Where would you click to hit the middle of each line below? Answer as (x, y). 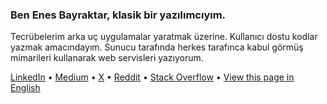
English (25, 88)
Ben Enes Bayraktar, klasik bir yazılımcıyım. (118, 15)
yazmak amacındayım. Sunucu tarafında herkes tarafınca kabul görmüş (157, 47)
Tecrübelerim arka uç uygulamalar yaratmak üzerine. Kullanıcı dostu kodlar (164, 37)
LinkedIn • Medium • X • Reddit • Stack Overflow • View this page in (152, 77)
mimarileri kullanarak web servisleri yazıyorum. (107, 58)
